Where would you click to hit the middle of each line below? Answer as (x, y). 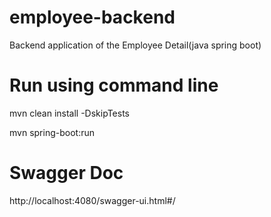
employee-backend (92, 17)
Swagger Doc (66, 173)
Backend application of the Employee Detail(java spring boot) (135, 45)
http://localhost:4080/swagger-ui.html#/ (92, 200)
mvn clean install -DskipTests (69, 113)
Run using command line (114, 85)
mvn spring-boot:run (52, 132)
